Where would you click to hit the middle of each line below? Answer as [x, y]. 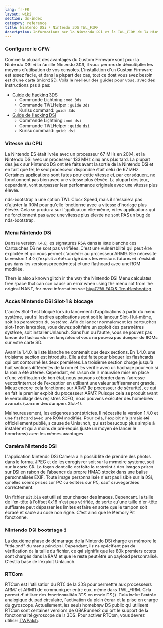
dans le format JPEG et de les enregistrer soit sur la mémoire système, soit [80, 462]
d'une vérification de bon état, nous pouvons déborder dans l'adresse [75, 378]
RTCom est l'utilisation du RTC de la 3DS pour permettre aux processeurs [79, 584]
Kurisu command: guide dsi [47, 131]
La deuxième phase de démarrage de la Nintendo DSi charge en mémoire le [81, 541]
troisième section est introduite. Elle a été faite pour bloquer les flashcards [79, 357]
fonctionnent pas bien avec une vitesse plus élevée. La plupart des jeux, [77, 179]
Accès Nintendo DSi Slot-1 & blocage [49, 301]
